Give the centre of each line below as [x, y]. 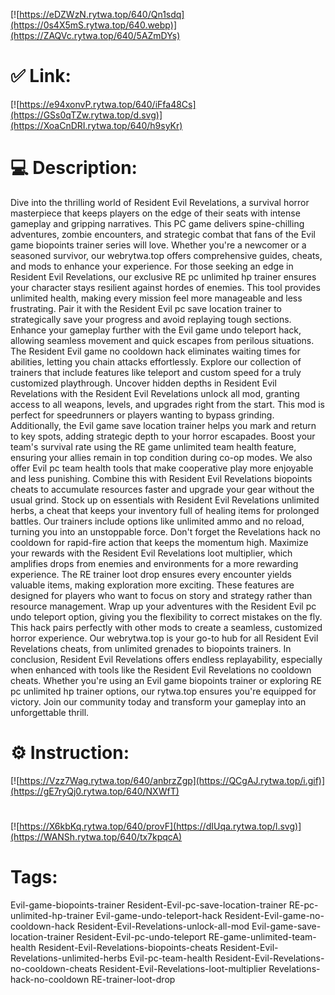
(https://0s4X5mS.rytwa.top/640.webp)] [93, 25]
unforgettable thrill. [50, 712]
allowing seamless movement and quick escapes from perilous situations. [162, 340]
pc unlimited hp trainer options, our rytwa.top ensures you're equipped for [163, 691]
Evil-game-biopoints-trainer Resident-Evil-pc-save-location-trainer [148, 905]
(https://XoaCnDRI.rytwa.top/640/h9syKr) [96, 125]
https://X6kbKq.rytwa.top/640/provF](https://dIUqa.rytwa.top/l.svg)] [160, 826]
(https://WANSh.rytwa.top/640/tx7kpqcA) [96, 837]
